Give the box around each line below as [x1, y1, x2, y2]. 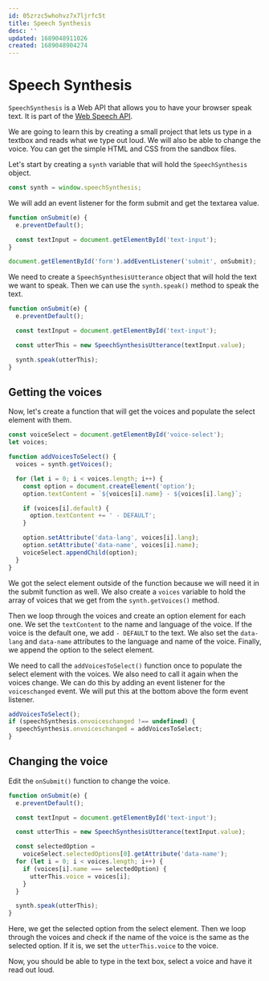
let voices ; [8, 439, 48, 447]
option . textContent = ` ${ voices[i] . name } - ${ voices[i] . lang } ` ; [22, 489, 243, 498]
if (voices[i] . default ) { [22, 504, 110, 513]
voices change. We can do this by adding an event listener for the [8, 677, 226, 687]
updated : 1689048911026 [8, 34, 88, 43]
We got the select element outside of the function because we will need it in [8, 578, 259, 587]
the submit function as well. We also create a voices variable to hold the [8, 587, 247, 596]
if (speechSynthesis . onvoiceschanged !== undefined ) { [8, 717, 196, 726]
